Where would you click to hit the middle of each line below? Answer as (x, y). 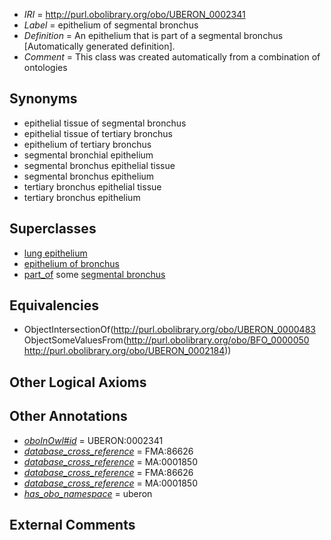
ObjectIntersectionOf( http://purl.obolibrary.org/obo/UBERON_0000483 (169, 330)
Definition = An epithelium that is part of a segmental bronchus (153, 35)
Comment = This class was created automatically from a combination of (172, 57)
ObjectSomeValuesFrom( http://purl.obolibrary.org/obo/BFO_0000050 (166, 340)
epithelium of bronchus (71, 263)
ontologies (45, 67)
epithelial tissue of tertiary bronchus (98, 133)
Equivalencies (54, 305)
